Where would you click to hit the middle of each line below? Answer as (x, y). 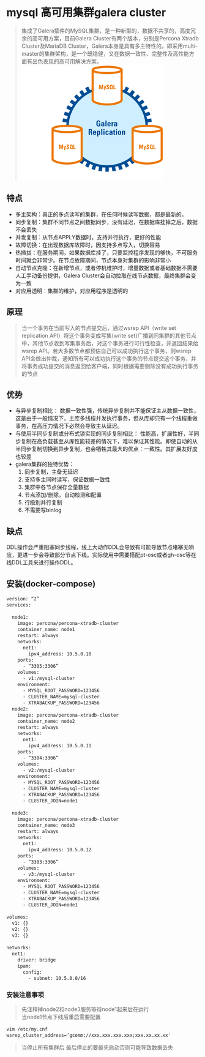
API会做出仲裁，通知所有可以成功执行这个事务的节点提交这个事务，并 (109, 358)
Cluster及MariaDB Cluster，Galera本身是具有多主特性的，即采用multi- (110, 46)
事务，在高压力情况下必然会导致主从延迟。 (69, 426)
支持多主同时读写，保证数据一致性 (67, 480)
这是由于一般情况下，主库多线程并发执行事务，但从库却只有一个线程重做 (106, 418)
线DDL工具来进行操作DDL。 (41, 562)
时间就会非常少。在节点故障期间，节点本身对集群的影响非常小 (93, 260)
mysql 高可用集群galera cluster (86, 13)
